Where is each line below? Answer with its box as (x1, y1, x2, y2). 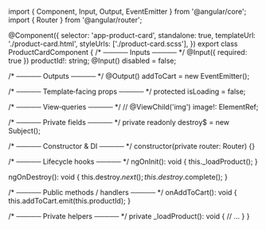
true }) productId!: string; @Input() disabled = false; (8, 56, 177, 65)
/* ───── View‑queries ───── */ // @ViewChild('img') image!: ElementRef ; (8, 103, 259, 111)
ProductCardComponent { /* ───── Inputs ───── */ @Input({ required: (8, 48, 248, 56)
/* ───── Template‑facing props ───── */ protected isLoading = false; (8, 87, 246, 96)
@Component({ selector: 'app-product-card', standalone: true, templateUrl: (8, 31, 256, 40)
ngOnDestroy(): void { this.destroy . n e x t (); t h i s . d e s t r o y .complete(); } (8, 173, 229, 181)
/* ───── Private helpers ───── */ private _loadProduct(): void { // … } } (8, 212, 250, 221)
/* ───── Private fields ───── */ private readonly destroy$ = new (8, 118, 229, 126)
